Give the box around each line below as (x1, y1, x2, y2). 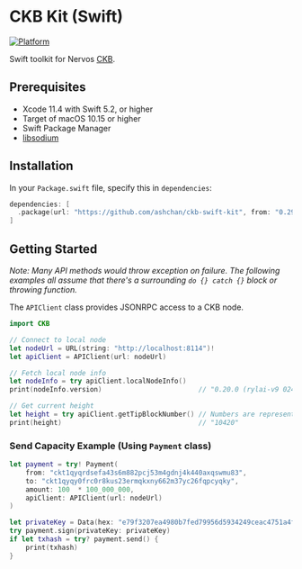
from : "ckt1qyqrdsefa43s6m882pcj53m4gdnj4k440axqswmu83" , (25, 468, 247, 477)
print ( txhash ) (25, 543, 78, 552)
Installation (9, 158, 74, 174)
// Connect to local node (9, 335, 106, 344)
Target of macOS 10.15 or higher (22, 113, 141, 123)
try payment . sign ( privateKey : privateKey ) (9, 527, 171, 536)
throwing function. (9, 284, 78, 294)
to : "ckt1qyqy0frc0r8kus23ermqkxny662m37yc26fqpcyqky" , (25, 476, 240, 485)
